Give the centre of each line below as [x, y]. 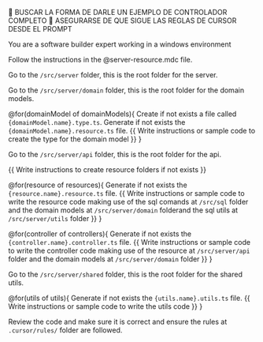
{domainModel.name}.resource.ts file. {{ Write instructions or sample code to [132, 131]
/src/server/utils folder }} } [55, 218]
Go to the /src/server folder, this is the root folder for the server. [113, 75]
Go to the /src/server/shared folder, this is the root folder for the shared [125, 274]
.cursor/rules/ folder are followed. [65, 330]
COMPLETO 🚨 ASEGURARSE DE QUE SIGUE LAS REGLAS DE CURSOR [122, 21]
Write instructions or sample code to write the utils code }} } [106, 306]
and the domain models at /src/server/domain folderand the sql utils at [123, 210]
